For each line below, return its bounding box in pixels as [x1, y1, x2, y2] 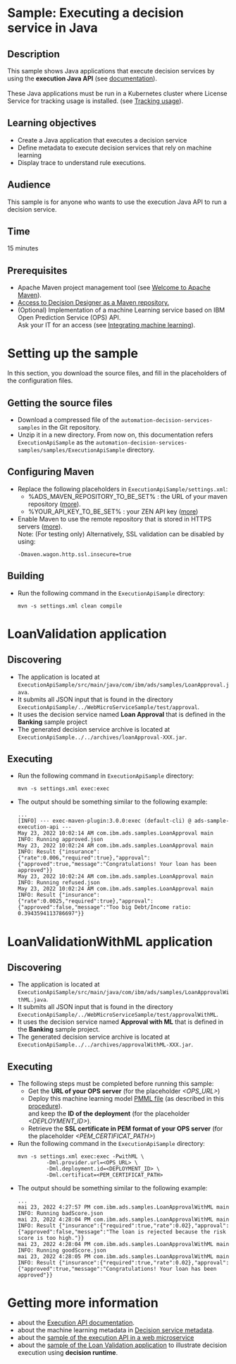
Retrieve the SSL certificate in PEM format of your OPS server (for [27, 1124, 223, 1133]
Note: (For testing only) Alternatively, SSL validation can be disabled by [17, 529, 224, 538]
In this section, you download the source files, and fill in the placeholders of [7, 369, 227, 378]
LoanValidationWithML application [7, 934, 213, 950]
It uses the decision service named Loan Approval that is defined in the [17, 710, 225, 718]
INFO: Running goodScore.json [17, 1247, 107, 1254]
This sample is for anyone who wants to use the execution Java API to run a [7, 198, 228, 206]
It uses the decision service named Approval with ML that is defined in [17, 1018, 224, 1026]
